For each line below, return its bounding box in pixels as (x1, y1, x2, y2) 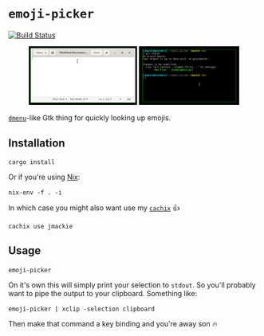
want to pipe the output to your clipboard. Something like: (8, 288, 198, 298)
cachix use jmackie (8, 223, 73, 231)
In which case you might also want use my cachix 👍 (8, 203, 180, 213)
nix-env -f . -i (8, 189, 62, 197)
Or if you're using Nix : (8, 172, 81, 182)
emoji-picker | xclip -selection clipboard (8, 305, 156, 313)
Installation (8, 136, 65, 150)
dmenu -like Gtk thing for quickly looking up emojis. (8, 113, 171, 123)
